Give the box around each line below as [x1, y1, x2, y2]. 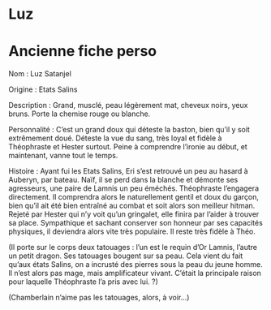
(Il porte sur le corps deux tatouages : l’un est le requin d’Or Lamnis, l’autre [8, 243, 258, 252]
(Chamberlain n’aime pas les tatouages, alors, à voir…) [8, 293, 190, 303]
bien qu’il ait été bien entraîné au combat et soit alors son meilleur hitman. [8, 200, 256, 211]
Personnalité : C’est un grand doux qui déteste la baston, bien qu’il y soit [8, 125, 250, 135]
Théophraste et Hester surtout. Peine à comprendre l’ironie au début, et [8, 142, 247, 152]
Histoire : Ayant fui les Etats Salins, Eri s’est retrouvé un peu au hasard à [8, 166, 249, 176]
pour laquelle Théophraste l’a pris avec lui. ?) [8, 277, 158, 286]
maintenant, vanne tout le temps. [8, 151, 118, 161]
